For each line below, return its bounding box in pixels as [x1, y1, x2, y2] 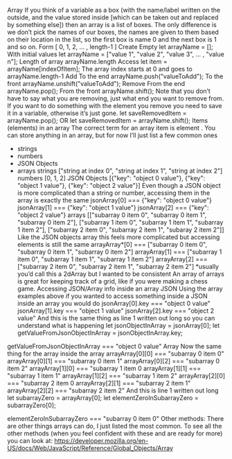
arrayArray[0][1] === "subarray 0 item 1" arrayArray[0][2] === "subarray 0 [7, 357, 220, 365]
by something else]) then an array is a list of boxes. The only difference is [7, 21, 217, 28]
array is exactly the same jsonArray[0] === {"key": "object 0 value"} [17, 196, 213, 204]
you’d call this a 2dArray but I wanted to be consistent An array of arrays [17, 270, 225, 278]
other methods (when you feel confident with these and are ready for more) [7, 429, 223, 438]
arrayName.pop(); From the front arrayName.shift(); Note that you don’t [7, 87, 211, 95]
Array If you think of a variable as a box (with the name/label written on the [7, 6, 220, 14]
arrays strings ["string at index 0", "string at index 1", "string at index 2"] [17, 166, 223, 175]
